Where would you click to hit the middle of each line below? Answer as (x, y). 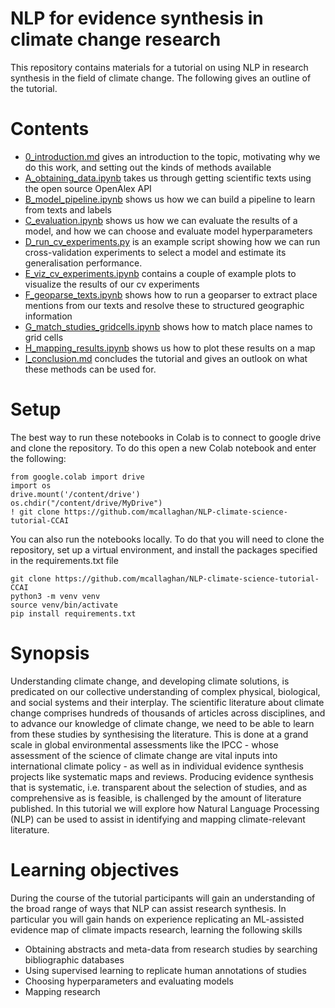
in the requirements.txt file (64, 560)
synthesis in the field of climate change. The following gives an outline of (161, 78)
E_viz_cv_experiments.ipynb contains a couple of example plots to (160, 273)
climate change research (116, 39)
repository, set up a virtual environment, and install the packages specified (164, 549)
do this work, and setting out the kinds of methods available (148, 167)
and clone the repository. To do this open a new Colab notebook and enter (163, 448)
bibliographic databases (74, 959)
